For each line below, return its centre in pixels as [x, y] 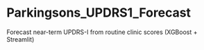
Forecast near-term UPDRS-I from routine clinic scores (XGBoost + [102, 32]
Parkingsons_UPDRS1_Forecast [99, 13]
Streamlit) [20, 39]
